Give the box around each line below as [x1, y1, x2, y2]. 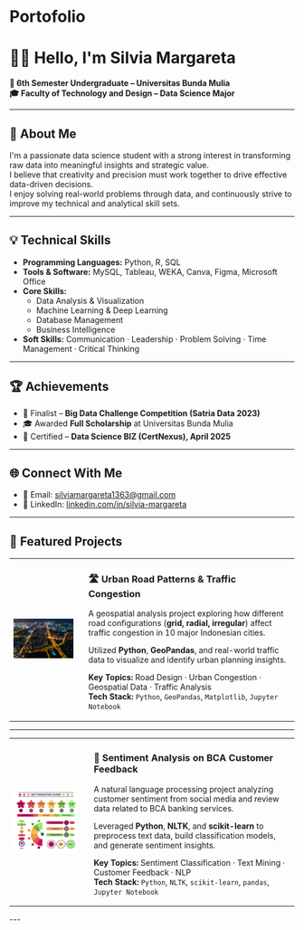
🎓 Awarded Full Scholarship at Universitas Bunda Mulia [22, 418, 233, 429]
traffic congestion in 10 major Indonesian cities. [88, 627, 266, 639]
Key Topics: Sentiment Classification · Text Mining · [93, 857, 286, 868]
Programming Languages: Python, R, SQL [22, 256, 181, 268]
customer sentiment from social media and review [93, 793, 280, 804]
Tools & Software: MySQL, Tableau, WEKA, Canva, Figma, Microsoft [22, 266, 278, 277]
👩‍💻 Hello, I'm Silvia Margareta [9, 48, 237, 69]
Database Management [35, 314, 124, 325]
